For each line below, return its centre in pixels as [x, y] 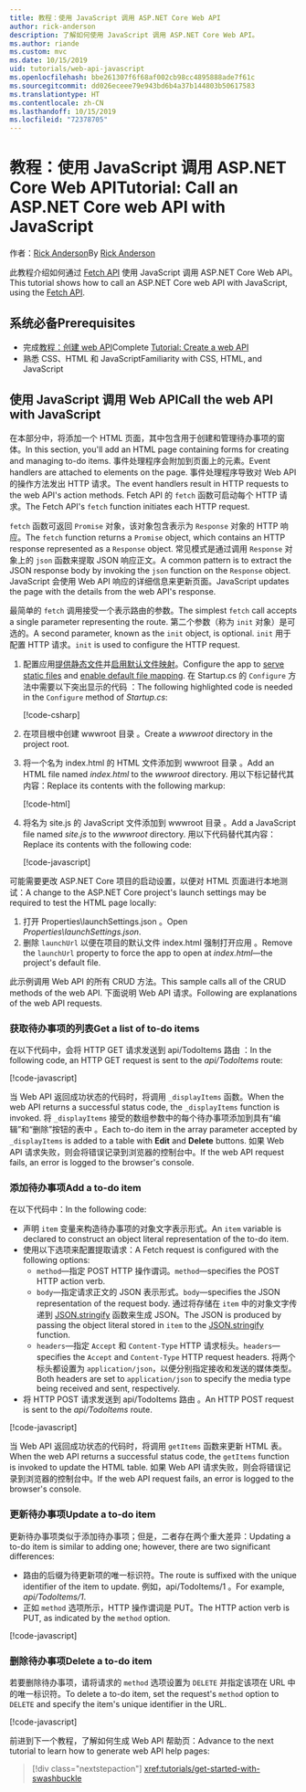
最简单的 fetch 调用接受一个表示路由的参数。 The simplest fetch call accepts [153, 610]
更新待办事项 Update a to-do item [83, 1514]
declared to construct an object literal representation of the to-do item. [156, 1239]
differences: [32, 1556]
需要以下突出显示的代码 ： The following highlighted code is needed [166, 687]
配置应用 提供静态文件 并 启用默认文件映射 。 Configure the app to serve [153, 664]
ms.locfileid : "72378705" [58, 120]
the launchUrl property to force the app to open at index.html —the [148, 953]
